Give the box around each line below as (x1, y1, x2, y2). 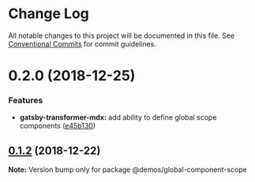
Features (8, 95, 43, 106)
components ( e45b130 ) (19, 121, 96, 131)
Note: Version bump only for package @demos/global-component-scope (8, 165, 247, 174)
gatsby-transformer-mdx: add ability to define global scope (19, 113, 217, 122)
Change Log (8, 5, 89, 23)
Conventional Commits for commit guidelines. (8, 39, 156, 48)
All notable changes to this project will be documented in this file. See (8, 31, 235, 40)
